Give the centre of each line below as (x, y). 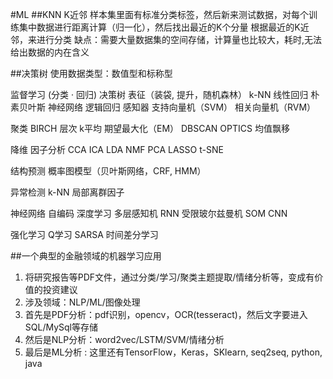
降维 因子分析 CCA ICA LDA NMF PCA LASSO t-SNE (117, 149)
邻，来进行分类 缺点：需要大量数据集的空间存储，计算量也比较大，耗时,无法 (166, 39)
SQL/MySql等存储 (61, 327)
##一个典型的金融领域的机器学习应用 (86, 256)
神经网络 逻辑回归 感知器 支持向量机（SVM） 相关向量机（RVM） (182, 107)
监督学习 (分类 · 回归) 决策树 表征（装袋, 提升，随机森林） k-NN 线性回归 (159, 94)
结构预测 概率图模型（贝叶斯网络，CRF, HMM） (108, 171)
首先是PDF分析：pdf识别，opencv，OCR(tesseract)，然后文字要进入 (166, 314)
